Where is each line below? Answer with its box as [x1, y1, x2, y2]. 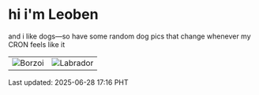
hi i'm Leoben [8, 5, 99, 24]
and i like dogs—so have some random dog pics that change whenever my [8, 31, 251, 41]
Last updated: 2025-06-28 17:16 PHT [8, 77, 129, 87]
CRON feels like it [8, 39, 66, 49]
